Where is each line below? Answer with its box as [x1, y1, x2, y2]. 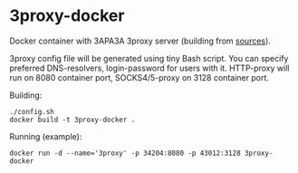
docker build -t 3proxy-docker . [9, 115, 136, 124]
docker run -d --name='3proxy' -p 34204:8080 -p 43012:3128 [9, 149, 242, 158]
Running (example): [9, 130, 82, 141]
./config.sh [9, 107, 54, 116]
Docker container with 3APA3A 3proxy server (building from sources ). [9, 35, 272, 46]
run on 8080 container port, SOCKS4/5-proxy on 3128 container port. [9, 72, 269, 82]
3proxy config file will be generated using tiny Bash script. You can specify [9, 53, 289, 63]
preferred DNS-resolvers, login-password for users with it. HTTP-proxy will [9, 62, 290, 73]
